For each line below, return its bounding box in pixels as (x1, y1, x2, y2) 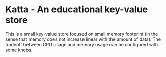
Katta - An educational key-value (5, 4, 148, 15)
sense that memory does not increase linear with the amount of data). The (5, 36, 161, 42)
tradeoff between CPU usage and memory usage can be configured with (5, 41, 158, 47)
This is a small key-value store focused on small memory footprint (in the (5, 31, 158, 37)
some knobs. (5, 47, 33, 53)
